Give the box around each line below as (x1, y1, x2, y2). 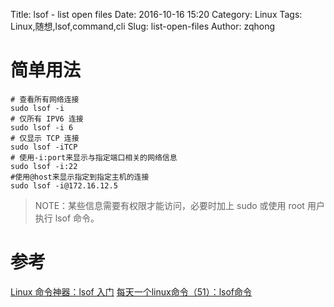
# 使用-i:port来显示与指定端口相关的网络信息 (10, 152, 178, 163)
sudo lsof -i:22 (10, 161, 78, 171)
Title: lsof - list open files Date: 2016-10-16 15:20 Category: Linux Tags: (10, 9, 303, 20)
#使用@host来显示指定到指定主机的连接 (10, 172, 150, 182)
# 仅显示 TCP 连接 (10, 133, 80, 143)
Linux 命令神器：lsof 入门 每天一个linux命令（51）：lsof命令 (10, 285, 253, 298)
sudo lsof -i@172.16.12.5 (10, 180, 118, 191)
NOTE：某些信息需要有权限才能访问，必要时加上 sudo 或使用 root (34, 199, 305, 211)
